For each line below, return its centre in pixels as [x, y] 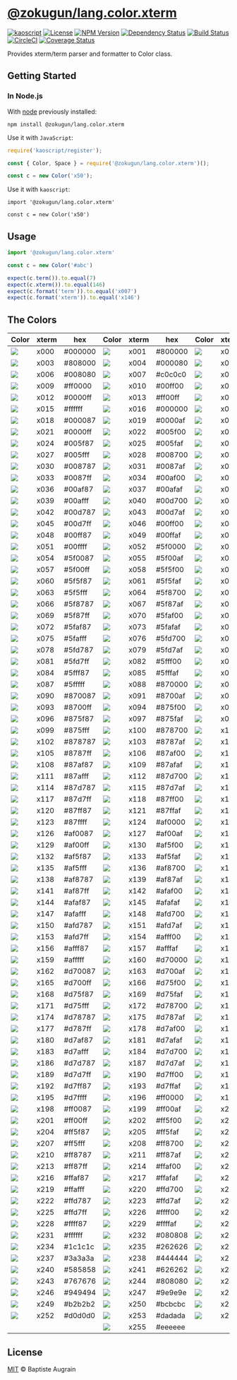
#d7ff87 [78, 1086]
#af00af [169, 833]
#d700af [170, 971]
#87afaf [169, 765]
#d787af [170, 1017]
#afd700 [170, 914]
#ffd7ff [75, 1213]
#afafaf [168, 903]
